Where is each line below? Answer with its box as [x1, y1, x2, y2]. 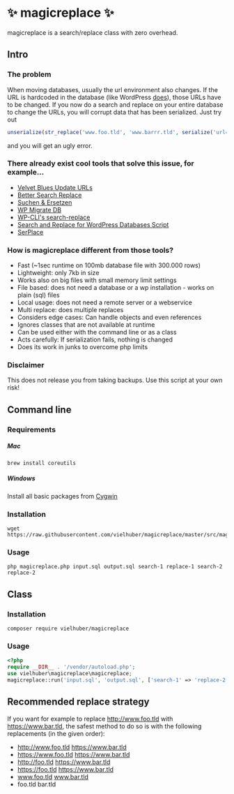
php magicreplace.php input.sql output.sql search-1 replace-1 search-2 [7, 564, 223, 571]
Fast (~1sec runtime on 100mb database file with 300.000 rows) [17, 261, 201, 270]
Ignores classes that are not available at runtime [17, 321, 155, 329]
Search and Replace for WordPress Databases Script [17, 220, 169, 228]
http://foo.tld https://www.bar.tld [17, 758, 111, 766]
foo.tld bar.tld [17, 780, 56, 788]
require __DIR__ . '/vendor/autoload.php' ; [7, 663, 136, 671]
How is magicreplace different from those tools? [7, 245, 174, 255]
